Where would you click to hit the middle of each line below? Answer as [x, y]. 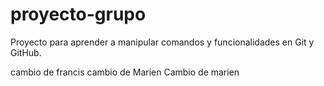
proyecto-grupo [78, 14]
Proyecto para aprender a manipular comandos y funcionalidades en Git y [162, 42]
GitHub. [26, 52]
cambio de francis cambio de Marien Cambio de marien [125, 72]
